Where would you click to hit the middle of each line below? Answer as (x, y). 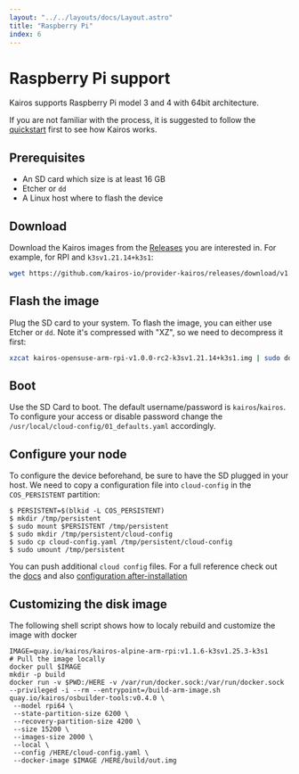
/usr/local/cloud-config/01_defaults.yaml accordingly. (113, 426)
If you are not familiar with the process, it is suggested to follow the (133, 120)
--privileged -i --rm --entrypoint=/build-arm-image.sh (115, 690)
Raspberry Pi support (90, 78)
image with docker (43, 635)
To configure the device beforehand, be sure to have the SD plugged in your (149, 476)
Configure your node (68, 454)
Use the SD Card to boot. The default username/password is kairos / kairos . (148, 408)
